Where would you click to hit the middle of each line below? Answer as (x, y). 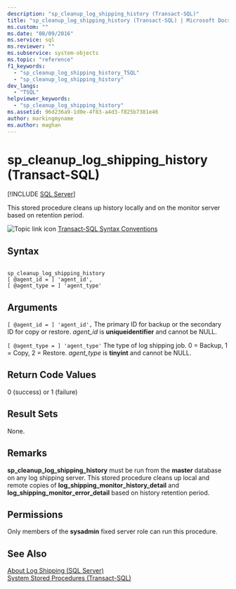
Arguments (33, 307)
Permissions (35, 514)
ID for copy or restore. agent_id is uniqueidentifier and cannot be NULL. (112, 332)
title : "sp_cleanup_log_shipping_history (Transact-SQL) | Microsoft (111, 20)
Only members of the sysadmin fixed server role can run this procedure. (112, 531)
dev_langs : (23, 86)
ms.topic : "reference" (40, 60)
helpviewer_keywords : (39, 99)
